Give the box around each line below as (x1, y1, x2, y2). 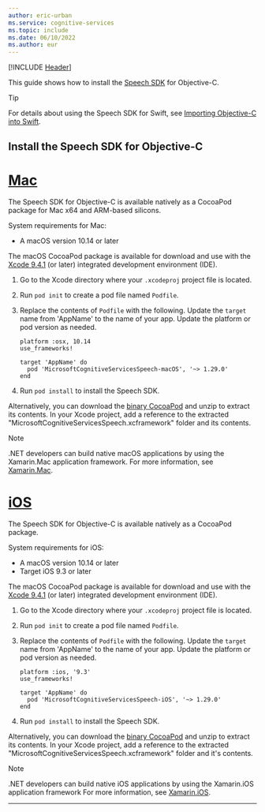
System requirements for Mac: (8, 221, 107, 230)
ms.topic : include (8, 26, 69, 34)
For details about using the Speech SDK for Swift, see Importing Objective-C (8, 108, 257, 118)
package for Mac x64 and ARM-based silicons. (8, 206, 162, 215)
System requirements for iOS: (8, 543, 104, 552)
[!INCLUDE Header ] (8, 62, 73, 72)
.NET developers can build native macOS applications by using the (8, 449, 225, 458)
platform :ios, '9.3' (19, 668, 91, 676)
